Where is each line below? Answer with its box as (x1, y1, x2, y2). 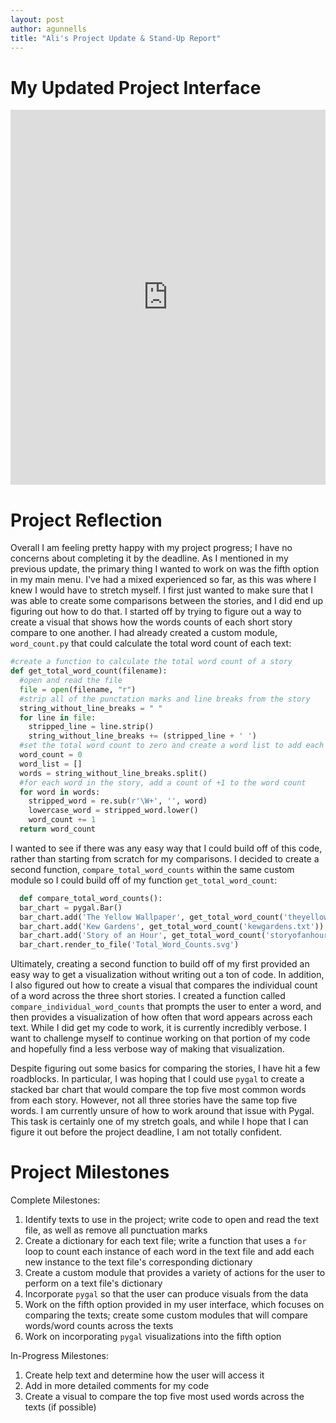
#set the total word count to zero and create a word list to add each (19, 741, 325, 751)
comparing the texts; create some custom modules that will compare (24, 1309, 308, 1321)
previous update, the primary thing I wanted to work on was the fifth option (10, 563, 320, 575)
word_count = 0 (19, 750, 83, 760)
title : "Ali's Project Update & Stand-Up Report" (10, 33, 222, 43)
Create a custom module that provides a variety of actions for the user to (24, 1267, 326, 1279)
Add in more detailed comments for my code (24, 1380, 210, 1392)
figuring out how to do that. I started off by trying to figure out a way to (10, 606, 302, 618)
